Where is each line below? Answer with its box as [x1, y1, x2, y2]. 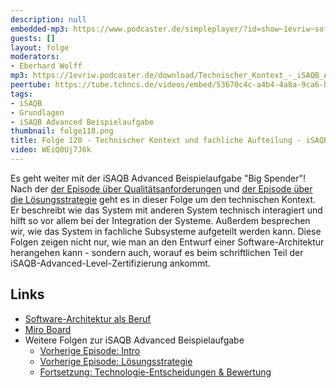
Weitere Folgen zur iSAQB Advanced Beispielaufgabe [24, 334, 245, 346]
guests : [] [10, 33, 56, 43]
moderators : [10, 52, 60, 62]
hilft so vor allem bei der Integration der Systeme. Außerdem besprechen [10, 214, 311, 226]
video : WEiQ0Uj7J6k [10, 145, 92, 155]
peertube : [10, 80, 52, 90]
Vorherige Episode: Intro [39, 344, 141, 356]
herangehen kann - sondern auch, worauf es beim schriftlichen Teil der [10, 246, 304, 258]
